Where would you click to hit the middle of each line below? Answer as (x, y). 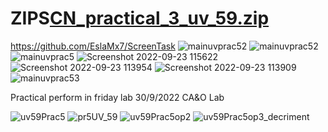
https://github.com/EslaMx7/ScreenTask (93, 46)
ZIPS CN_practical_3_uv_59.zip (140, 18)
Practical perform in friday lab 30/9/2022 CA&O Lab (117, 97)
